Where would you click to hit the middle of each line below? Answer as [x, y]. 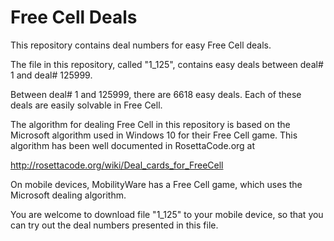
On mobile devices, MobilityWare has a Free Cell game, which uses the [156, 184]
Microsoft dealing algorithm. [68, 195]
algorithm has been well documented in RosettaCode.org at [133, 145]
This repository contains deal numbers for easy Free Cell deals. [141, 45]
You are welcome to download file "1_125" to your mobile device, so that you [167, 214]
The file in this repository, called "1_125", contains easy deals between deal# [167, 64]
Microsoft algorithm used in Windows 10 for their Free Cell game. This [154, 135]
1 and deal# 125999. [51, 75]
